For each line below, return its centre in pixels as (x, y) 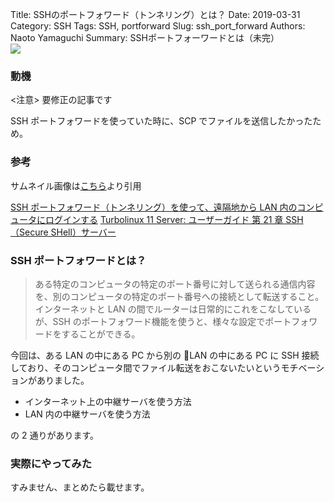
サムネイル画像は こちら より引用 (76, 185)
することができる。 (101, 334)
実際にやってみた (51, 463)
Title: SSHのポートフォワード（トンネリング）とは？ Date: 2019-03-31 (155, 14)
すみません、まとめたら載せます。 (80, 487)
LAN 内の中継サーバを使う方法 (87, 414)
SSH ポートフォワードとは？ (78, 260)
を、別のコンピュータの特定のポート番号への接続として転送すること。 (179, 296)
